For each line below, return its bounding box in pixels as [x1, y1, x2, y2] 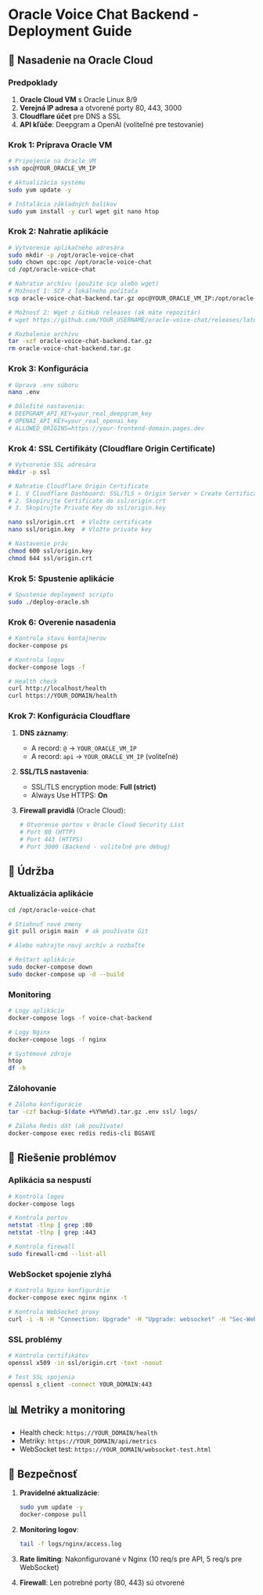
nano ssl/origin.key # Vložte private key [8, 526, 153, 534]
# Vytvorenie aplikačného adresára [8, 243, 124, 252]
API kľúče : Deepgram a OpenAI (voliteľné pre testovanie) [19, 119, 204, 129]
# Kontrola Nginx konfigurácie [8, 1287, 110, 1294]
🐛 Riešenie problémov [8, 1152, 117, 1165]
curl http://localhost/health [8, 684, 107, 692]
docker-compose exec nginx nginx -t [8, 1294, 128, 1301]
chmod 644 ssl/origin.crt [8, 554, 92, 562]
